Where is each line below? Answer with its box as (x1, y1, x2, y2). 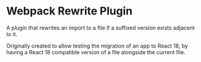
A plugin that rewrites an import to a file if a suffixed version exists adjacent (6, 24, 196, 31)
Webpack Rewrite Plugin (6, 4, 132, 18)
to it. (6, 30, 18, 37)
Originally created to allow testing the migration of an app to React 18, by (6, 42, 188, 49)
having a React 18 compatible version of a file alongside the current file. (6, 48, 186, 55)
